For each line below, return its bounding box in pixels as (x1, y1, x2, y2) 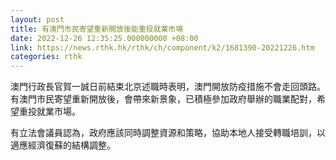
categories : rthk (10, 52, 83, 62)
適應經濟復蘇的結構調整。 (10, 139, 116, 151)
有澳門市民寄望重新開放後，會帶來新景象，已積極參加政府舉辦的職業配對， (10, 93, 317, 105)
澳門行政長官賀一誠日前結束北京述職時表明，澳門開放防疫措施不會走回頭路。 (10, 81, 326, 93)
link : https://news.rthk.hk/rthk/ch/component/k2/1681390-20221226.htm (10, 42, 315, 53)
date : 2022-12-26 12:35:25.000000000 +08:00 (10, 33, 199, 43)
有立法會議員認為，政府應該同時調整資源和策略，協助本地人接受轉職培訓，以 (10, 127, 326, 139)
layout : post (10, 14, 65, 25)
